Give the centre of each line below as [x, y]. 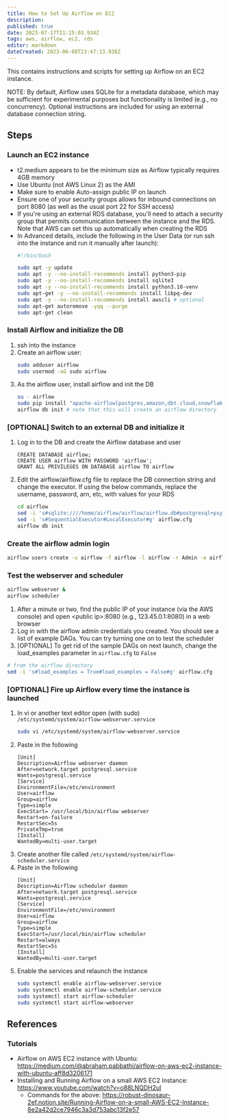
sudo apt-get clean [45, 312]
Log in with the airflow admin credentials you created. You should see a [118, 631]
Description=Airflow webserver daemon [72, 764]
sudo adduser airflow [48, 365]
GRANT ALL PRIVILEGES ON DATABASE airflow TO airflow [95, 467]
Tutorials [22, 1043]
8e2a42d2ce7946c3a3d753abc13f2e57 [83, 1110]
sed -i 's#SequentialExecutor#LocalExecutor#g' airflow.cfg [104, 520]
